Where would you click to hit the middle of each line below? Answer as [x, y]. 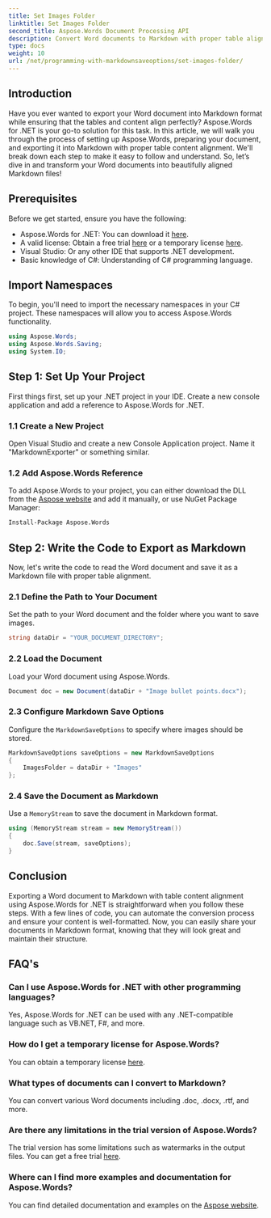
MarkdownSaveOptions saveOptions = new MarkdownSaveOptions [112, 753]
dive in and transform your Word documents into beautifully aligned [121, 165]
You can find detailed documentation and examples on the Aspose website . [134, 1205]
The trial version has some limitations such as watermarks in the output [127, 1148]
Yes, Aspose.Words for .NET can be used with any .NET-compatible [121, 1015]
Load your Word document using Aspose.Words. [89, 676]
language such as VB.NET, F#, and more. [77, 1023]
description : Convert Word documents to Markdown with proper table [126, 38]
